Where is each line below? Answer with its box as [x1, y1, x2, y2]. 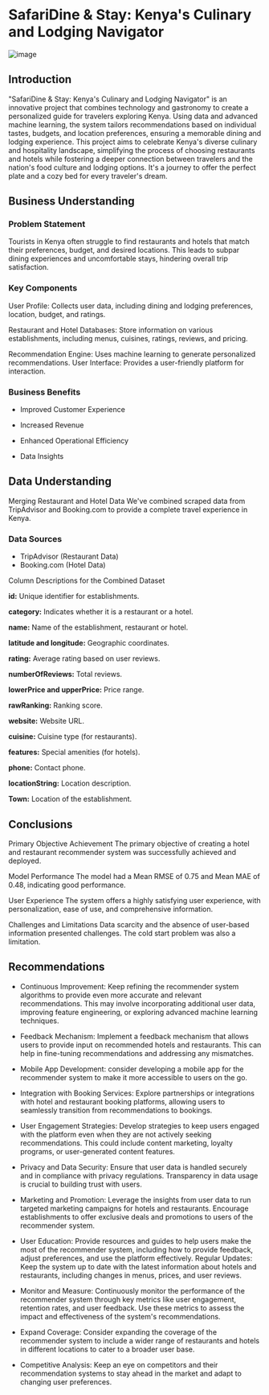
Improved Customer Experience [19, 405, 126, 415]
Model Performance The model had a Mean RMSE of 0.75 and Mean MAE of [8, 871, 261, 881]
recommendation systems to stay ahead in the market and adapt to [19, 1368, 243, 1378]
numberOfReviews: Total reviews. [8, 670, 123, 679]
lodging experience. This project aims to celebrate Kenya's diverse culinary [8, 137, 258, 147]
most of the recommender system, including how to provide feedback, [19, 1244, 254, 1254]
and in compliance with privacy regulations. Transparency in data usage [19, 1170, 259, 1180]
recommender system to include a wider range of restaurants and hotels [19, 1335, 259, 1345]
